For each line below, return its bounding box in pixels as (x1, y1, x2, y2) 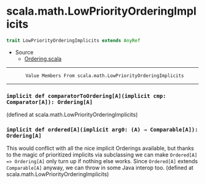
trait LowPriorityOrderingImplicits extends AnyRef (6, 37, 140, 43)
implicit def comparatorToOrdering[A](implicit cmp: (6, 92, 167, 99)
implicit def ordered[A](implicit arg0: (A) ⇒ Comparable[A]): (6, 127, 198, 133)
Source (15, 48, 34, 56)
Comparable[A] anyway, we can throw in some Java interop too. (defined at (6, 164, 194, 172)
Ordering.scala (24, 55, 62, 62)
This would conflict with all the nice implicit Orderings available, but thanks (6, 145, 194, 152)
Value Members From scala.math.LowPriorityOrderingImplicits (25, 72, 184, 79)
